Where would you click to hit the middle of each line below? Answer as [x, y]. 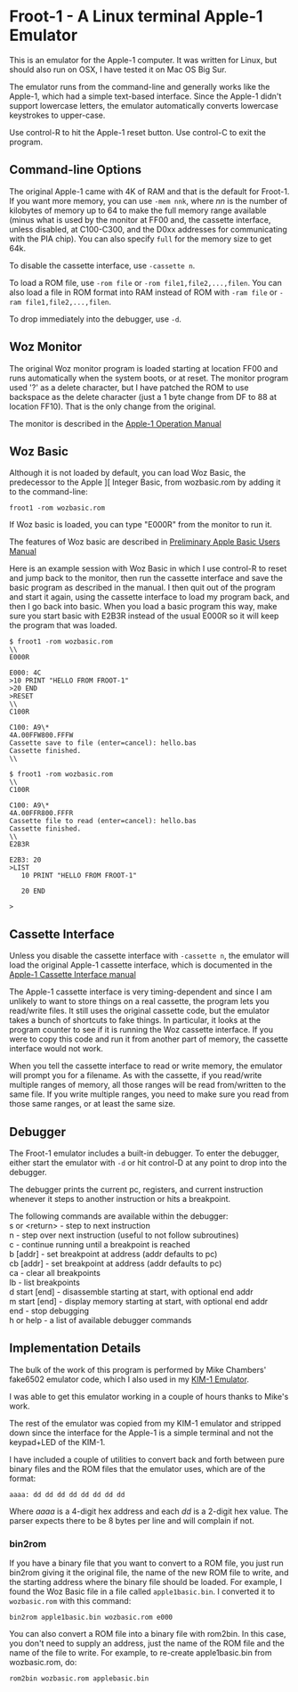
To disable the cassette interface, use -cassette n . [102, 266]
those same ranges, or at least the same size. [93, 1104]
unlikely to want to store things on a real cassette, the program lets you [139, 1001]
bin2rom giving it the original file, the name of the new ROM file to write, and [149, 1573]
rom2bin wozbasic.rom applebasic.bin [79, 1679]
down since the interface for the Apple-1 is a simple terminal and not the [141, 1433]
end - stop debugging [49, 1311]
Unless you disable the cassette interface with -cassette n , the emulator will [149, 956]
